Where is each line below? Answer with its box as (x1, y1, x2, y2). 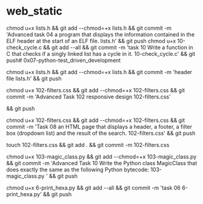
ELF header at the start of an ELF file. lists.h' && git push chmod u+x (6, 37, 176, 44)
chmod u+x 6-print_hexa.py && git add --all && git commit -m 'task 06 (6, 184, 181, 191)
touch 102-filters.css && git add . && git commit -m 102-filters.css (6, 141, 170, 148)
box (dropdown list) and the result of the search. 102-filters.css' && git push (6, 129, 196, 137)
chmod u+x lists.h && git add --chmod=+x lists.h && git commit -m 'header (6, 68, 193, 75)
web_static (6, 4, 62, 18)
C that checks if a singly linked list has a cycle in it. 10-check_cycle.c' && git (6, 50, 196, 57)
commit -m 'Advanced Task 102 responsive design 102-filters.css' (6, 93, 171, 100)
